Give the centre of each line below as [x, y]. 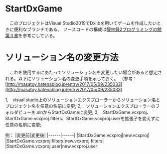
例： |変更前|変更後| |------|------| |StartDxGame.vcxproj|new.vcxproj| [77, 135]
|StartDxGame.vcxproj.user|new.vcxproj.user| [52, 146]
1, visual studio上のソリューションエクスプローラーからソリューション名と [83, 100]
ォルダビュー [18, 112]
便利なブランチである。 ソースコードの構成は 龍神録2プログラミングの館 [88, 29]
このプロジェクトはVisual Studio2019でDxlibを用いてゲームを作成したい [83, 23]
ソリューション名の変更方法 [62, 58]
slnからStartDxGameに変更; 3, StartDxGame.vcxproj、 [94, 112]
